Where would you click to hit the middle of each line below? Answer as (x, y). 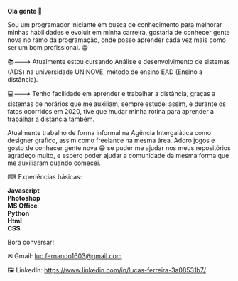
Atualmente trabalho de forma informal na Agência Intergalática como (109, 133)
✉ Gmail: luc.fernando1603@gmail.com (65, 256)
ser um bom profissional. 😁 (48, 47)
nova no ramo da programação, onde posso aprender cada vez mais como (117, 40)
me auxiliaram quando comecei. (54, 163)
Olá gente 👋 (25, 11)
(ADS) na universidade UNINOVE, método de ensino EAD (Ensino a (105, 72)
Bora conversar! (31, 242)
